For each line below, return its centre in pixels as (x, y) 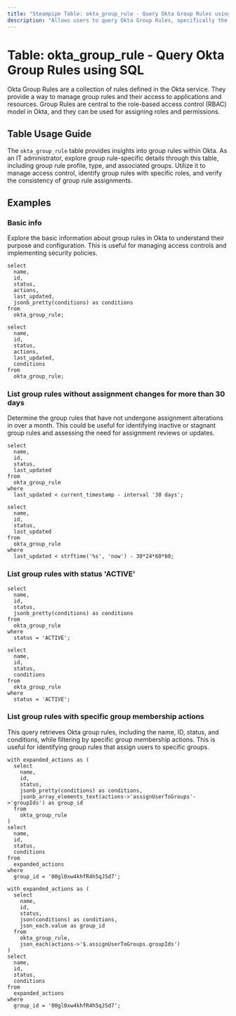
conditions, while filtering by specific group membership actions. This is (111, 739)
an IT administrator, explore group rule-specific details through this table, (113, 158)
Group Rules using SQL (76, 70)
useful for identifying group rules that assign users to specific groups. (108, 747)
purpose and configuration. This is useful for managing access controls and (117, 245)
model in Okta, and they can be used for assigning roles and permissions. (114, 112)
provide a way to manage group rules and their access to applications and (114, 97)
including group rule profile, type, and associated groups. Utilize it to (106, 166)
